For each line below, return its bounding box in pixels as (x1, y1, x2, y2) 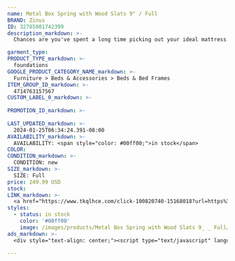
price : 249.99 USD (7, 179, 61, 186)
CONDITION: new (13, 159, 58, 166)
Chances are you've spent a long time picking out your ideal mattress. (13, 36, 230, 43)
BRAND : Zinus (7, 17, 45, 24)
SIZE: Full (13, 172, 45, 179)
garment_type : (7, 49, 49, 56)
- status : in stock (13, 211, 71, 218)
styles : (7, 204, 30, 211)
